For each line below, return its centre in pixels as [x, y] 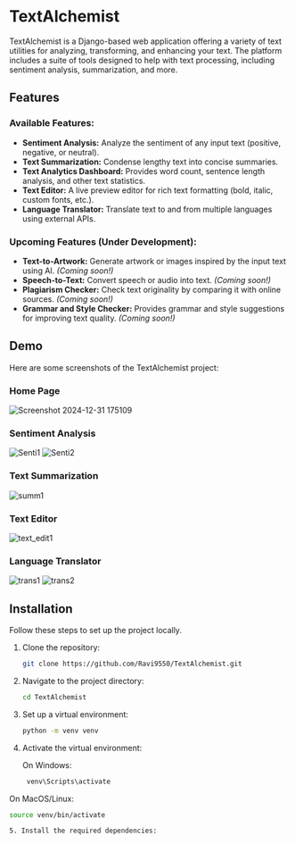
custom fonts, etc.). [58, 199]
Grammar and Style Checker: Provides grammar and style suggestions [153, 308]
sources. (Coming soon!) [68, 299]
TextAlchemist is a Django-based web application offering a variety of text [146, 41]
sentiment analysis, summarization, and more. [94, 70]
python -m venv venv [60, 731]
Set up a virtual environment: [75, 714]
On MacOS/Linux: [41, 798]
